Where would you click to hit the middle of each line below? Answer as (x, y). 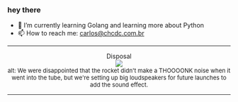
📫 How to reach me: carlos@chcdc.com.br (81, 33)
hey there (24, 10)
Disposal (119, 56)
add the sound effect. (119, 85)
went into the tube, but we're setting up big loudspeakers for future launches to (119, 78)
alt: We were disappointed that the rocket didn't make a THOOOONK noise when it (119, 71)
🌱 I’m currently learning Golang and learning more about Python (110, 25)
